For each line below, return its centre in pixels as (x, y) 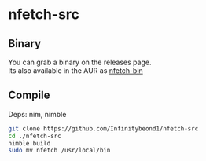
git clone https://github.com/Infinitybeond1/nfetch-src (103, 128)
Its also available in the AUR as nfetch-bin (75, 71)
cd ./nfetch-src (35, 136)
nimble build (29, 143)
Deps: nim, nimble (37, 114)
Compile (29, 95)
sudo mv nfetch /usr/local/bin (59, 151)
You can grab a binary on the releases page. (80, 62)
